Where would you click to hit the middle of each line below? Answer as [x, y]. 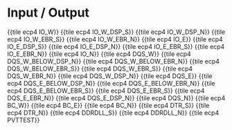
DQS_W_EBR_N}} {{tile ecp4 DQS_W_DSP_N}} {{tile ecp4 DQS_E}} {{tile [110, 76]
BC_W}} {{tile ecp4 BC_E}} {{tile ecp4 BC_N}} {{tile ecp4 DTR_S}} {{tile [108, 105]
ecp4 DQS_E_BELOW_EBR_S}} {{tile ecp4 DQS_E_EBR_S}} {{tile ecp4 [106, 91]
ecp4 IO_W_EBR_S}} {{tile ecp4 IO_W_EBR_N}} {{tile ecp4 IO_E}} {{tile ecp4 [115, 39]
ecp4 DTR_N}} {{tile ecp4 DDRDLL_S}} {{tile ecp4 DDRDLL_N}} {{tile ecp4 [113, 113]
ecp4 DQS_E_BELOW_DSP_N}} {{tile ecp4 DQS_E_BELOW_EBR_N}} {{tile [111, 83]
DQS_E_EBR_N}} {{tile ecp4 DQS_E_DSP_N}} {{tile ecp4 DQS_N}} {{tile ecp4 [116, 98]
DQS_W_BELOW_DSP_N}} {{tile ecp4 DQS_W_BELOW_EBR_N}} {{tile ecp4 [114, 61]
